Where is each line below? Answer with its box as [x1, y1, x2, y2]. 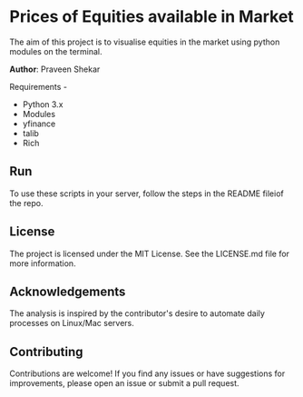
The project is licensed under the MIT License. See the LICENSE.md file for [9, 248, 290, 259]
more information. [9, 257, 76, 269]
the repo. [9, 197, 44, 208]
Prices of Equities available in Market [9, 6, 295, 27]
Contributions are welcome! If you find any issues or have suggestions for [9, 368, 286, 379]
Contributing [9, 343, 83, 360]
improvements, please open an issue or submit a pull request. [9, 378, 239, 389]
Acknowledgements [9, 283, 126, 299]
